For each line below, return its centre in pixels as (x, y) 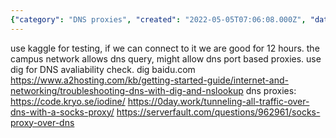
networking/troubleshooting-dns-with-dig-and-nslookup (127, 90)
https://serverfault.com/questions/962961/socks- (218, 112)
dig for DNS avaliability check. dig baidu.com (103, 69)
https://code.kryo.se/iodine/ (68, 101)
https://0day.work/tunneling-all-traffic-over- (218, 101)
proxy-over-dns (42, 122)
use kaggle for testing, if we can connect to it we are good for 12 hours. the (165, 48)
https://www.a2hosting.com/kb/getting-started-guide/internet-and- (149, 80)
